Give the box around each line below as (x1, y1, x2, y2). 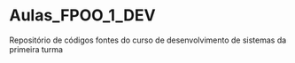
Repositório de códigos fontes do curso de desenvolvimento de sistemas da (9, 35, 287, 45)
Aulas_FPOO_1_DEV (9, 5, 157, 26)
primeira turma (9, 43, 64, 54)
